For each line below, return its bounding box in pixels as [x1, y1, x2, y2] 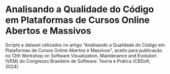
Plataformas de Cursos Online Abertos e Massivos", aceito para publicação [5, 47, 162, 53]
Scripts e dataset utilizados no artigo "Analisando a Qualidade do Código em [5, 42, 165, 48]
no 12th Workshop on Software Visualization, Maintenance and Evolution [5, 52, 157, 59]
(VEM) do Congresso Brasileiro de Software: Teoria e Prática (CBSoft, [5, 58, 151, 64]
